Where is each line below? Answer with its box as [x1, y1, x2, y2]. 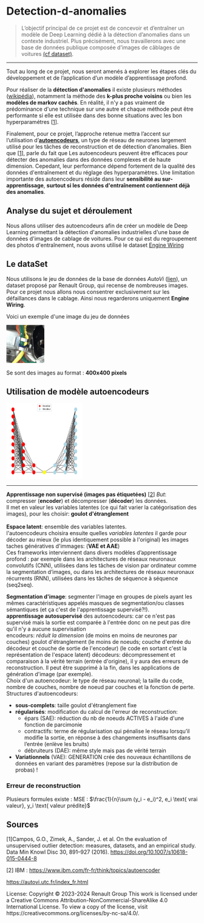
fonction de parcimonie [24, 721, 83, 728]
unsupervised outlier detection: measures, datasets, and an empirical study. [6, 842, 196, 849]
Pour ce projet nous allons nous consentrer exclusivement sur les [6, 288, 170, 296]
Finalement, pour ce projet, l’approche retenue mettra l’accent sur [6, 130, 171, 137]
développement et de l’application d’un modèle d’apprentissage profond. [6, 74, 188, 81]
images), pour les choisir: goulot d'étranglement [6, 510, 129, 517]
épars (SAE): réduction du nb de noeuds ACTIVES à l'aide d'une [24, 714, 185, 722]
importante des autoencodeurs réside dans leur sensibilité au [6, 175, 161, 182]
